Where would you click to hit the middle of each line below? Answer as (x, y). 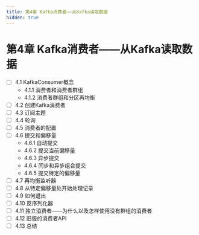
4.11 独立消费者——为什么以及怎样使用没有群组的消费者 (84, 211)
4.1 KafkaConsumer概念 (44, 82)
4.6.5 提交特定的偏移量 (52, 173)
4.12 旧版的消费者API (41, 219)
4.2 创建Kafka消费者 (40, 105)
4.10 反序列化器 (34, 203)
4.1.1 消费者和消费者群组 (53, 90)
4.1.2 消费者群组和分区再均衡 (59, 97)
